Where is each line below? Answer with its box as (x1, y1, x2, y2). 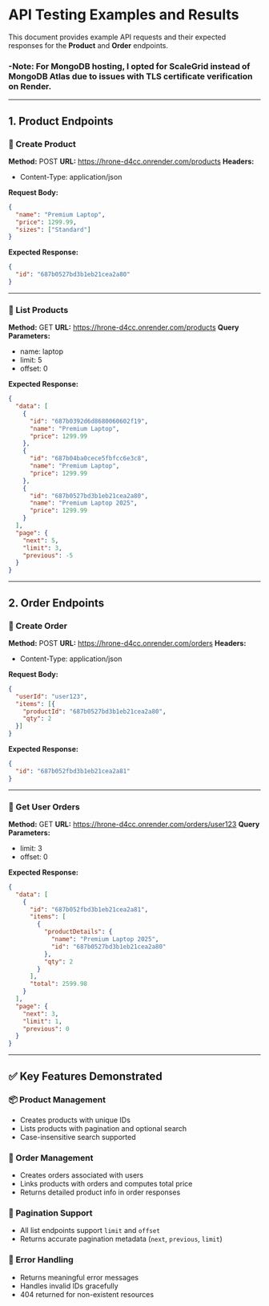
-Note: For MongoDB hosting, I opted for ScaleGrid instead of (8, 60, 251, 71)
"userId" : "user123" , (15, 692, 88, 700)
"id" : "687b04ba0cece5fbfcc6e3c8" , (29, 455, 149, 463)
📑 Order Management (8, 1152, 94, 1163)
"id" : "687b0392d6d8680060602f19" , (29, 417, 149, 425)
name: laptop (19, 347, 64, 356)
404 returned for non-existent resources (19, 1289, 155, 1299)
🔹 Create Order (8, 620, 68, 631)
